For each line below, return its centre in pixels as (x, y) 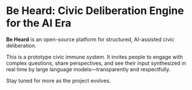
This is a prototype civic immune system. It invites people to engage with (95, 57)
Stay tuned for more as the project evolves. (58, 81)
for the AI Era (39, 23)
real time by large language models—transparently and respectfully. (88, 69)
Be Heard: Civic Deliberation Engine (95, 11)
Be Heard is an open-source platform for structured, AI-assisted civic (90, 39)
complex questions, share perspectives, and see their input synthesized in (96, 63)
